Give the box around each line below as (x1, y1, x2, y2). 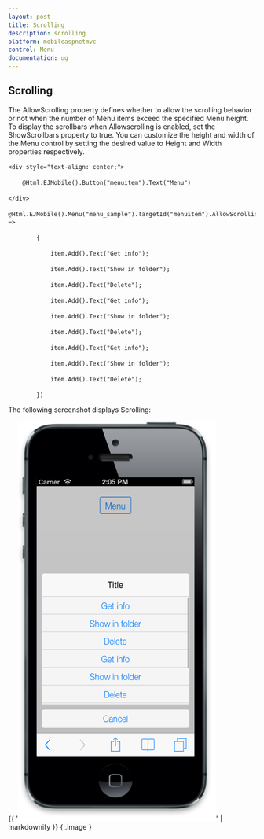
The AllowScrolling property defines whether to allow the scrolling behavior (8, 105, 253, 114)
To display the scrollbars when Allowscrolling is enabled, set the (8, 122, 216, 131)
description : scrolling (8, 29, 86, 37)
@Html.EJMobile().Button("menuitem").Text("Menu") (22, 178, 192, 186)
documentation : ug (8, 54, 68, 62)
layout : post (8, 13, 51, 20)
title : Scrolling (8, 20, 65, 29)
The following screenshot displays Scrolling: (8, 405, 152, 414)
